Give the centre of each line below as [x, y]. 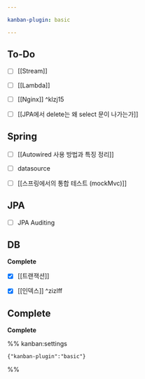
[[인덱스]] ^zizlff [40, 291]
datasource [34, 168]
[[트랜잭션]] [33, 276]
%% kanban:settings [37, 344]
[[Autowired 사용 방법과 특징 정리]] [65, 154]
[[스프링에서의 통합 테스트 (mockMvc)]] [72, 183]
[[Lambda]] [34, 85]
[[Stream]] [32, 71]
